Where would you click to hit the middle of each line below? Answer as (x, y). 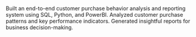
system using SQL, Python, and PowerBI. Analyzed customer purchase (94, 15)
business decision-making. (40, 27)
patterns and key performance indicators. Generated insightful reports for (98, 21)
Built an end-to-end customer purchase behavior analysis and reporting (96, 8)
